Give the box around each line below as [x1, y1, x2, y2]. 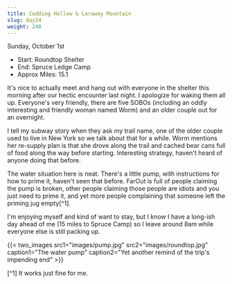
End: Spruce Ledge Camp [17, 63, 91, 72]
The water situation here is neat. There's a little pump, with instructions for [7, 169, 220, 178]
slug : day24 [7, 17, 42, 24]
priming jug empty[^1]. [7, 199, 71, 208]
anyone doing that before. [7, 156, 81, 165]
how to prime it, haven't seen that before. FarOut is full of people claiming [7, 177, 217, 185]
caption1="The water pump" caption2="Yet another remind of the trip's [7, 248, 210, 257]
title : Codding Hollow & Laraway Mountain [7, 10, 132, 17]
